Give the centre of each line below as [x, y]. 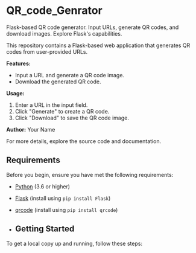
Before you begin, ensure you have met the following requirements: [90, 175]
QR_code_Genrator [54, 11]
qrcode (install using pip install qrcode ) [66, 210]
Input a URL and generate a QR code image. [70, 75]
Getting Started [45, 229]
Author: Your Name [31, 129]
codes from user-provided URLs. [47, 51]
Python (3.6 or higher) [43, 186]
